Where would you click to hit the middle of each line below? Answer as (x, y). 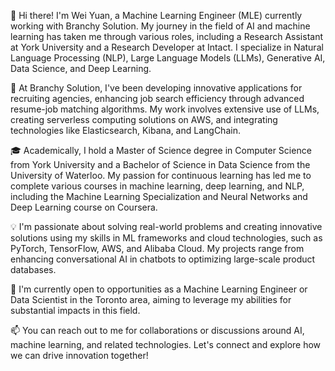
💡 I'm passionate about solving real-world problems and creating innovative (166, 226)
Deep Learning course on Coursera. (84, 207)
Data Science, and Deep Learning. (81, 68)
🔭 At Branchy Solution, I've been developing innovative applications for (156, 88)
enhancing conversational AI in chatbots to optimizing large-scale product (163, 259)
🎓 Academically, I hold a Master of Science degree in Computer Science (161, 150)
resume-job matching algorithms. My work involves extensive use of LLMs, (165, 109)
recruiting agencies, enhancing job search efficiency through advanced (157, 98)
